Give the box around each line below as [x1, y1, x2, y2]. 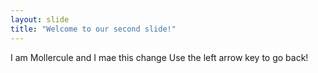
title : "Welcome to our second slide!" [10, 24, 177, 34]
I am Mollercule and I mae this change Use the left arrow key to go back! [10, 51, 309, 63]
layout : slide [10, 14, 70, 25]
